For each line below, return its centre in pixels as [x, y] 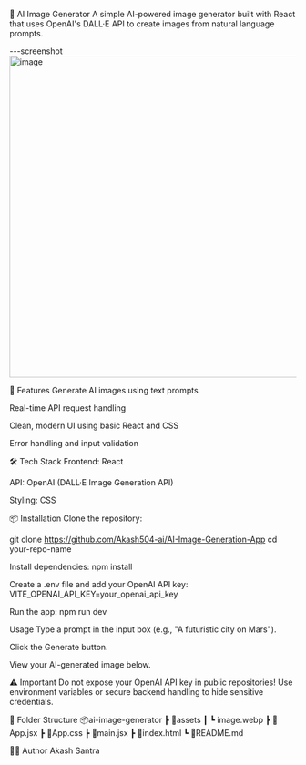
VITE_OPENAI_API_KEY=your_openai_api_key [94, 594]
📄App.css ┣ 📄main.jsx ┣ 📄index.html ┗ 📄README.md [145, 733]
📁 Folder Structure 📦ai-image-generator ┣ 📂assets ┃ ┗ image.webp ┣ [140, 720]
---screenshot [36, 51]
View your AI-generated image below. [81, 664]
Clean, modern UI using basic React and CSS [94, 425]
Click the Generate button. [59, 647]
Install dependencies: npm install [71, 566]
